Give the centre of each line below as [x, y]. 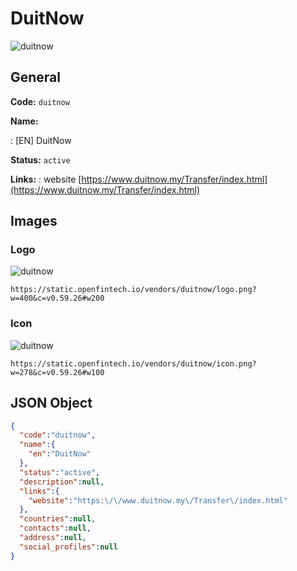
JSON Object [51, 403]
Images [34, 221]
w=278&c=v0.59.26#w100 [57, 372]
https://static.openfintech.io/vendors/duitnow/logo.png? [133, 290]
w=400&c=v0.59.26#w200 [57, 298]
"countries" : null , [58, 519]
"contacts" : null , [55, 528]
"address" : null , [53, 538]
